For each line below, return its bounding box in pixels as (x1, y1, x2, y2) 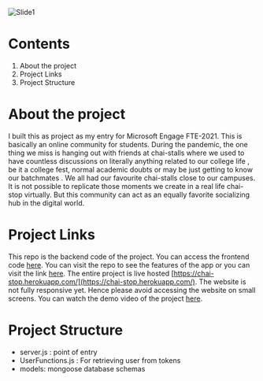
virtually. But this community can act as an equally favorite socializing (24, 190, 250, 199)
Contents (8, 35, 71, 53)
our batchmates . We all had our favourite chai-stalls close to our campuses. (8, 173, 256, 183)
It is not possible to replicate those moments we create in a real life (8, 181, 226, 190)
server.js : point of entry (19, 347, 98, 357)
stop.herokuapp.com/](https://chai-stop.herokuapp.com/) (8, 276, 195, 287)
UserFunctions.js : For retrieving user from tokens (19, 355, 181, 365)
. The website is (194, 276, 246, 287)
